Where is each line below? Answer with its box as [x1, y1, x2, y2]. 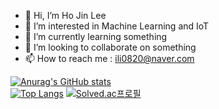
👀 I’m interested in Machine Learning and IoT [24, 20, 210, 32]
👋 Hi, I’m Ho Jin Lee [24, 10, 107, 21]
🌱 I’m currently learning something [24, 31, 168, 42]
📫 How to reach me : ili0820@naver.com [24, 53, 195, 64]
